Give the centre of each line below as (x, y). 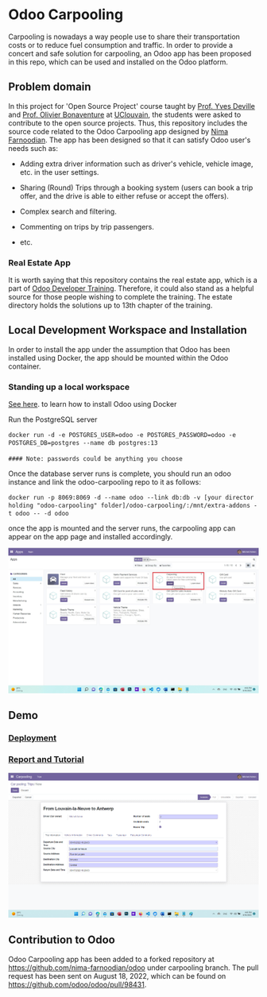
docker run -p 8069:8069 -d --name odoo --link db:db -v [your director (131, 498)
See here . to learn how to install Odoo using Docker (93, 404)
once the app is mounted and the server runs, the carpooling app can (122, 528)
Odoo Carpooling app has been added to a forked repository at (111, 959)
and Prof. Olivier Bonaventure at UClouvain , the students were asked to (125, 114)
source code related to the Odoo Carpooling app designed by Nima (118, 131)
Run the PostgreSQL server (53, 419)
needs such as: (33, 148)
